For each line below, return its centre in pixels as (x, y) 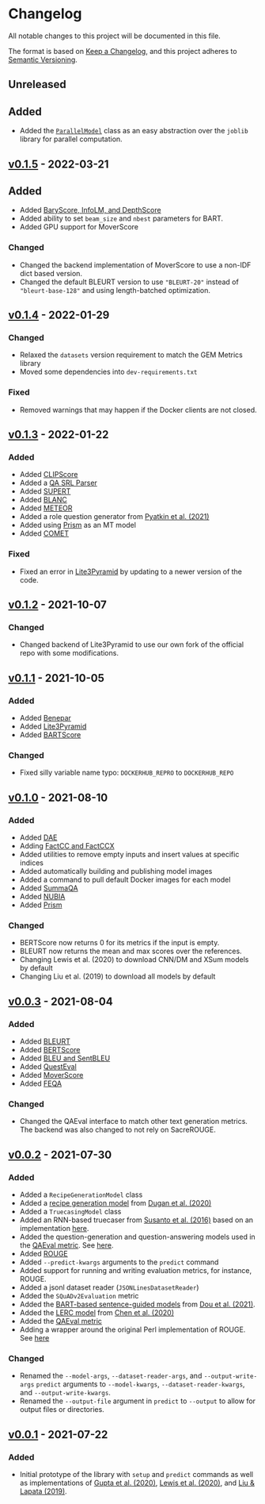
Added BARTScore (50, 734)
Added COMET (44, 533)
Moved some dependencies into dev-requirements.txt (108, 372)
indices (31, 863)
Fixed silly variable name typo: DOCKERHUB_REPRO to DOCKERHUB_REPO (127, 773)
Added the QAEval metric (61, 1321)
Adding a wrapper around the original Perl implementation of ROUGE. (132, 1329)
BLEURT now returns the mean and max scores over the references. (131, 951)
